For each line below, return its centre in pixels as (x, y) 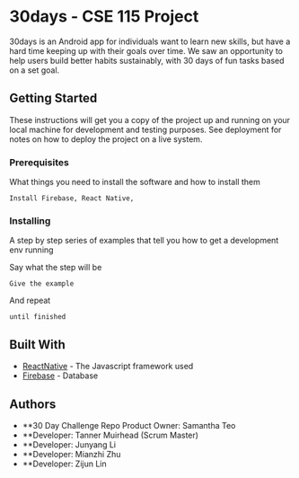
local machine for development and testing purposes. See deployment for (145, 129)
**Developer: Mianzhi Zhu (71, 454)
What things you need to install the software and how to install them (135, 182)
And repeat (30, 301)
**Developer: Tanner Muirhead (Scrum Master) (110, 435)
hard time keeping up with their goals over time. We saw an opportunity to (146, 50)
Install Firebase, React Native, (72, 199)
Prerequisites (39, 162)
